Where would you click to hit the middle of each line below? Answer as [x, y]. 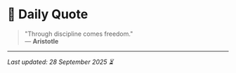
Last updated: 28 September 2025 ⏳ [60, 62]
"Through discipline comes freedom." [79, 34]
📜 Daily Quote [48, 14]
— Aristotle [41, 41]
